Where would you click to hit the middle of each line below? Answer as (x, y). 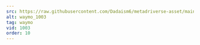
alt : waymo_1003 (26, 17)
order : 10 (18, 33)
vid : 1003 (18, 28)
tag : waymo (20, 22)
